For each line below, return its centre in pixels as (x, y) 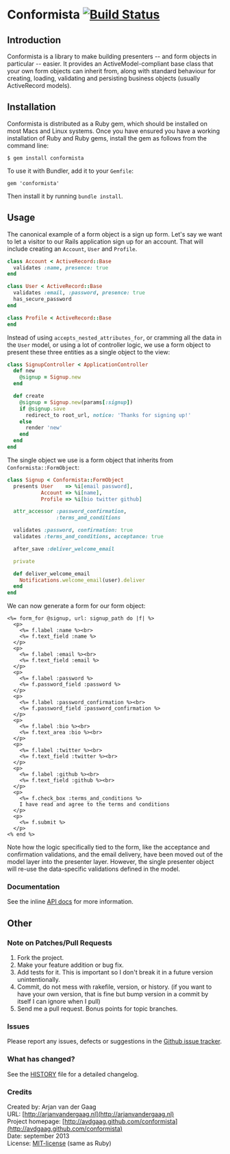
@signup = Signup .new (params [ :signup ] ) (76, 402)
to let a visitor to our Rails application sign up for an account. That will (105, 241)
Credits (20, 1092)
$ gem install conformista (46, 158)
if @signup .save (43, 409)
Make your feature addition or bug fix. (71, 965)
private (24, 561)
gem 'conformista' (33, 183)
